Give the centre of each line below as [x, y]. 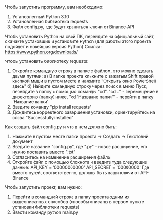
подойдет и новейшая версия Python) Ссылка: [54, 47]
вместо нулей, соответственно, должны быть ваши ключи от [76, 172]
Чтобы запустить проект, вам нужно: [44, 187]
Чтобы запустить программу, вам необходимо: [54, 7]
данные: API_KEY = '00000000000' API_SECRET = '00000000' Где [81, 167]
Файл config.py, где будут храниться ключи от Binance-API [73, 27]
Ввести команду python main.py [45, 212]
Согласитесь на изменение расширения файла [61, 157]
